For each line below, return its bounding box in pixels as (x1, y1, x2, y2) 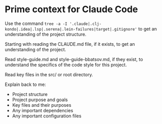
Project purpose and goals (12, 97, 68, 103)
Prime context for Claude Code (5, 4, 138, 15)
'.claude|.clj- (69, 21, 102, 26)
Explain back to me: (5, 81, 46, 87)
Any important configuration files (12, 113, 82, 119)
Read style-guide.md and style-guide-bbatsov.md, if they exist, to (5, 56, 143, 62)
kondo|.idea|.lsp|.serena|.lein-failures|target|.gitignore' (5, 26, 138, 32)
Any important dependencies (12, 107, 73, 113)
